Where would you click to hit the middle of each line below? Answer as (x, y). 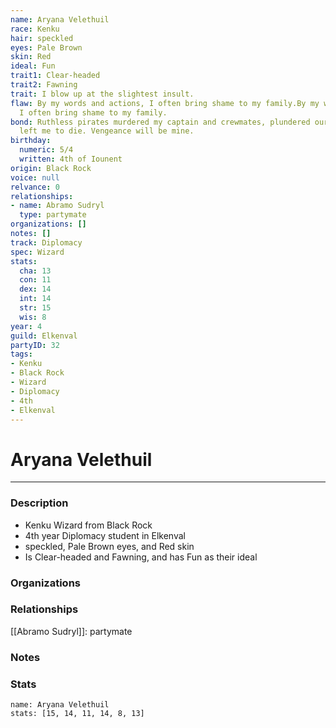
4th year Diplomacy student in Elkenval (105, 535)
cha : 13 (35, 271)
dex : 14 (35, 289)
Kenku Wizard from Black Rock (88, 525)
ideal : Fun (33, 66)
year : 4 (26, 326)
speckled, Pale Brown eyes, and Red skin (109, 546)
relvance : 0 (35, 187)
